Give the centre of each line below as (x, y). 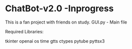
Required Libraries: (24, 31)
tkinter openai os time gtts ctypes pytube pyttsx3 (55, 41)
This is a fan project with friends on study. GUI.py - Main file (66, 22)
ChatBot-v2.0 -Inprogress (60, 9)
